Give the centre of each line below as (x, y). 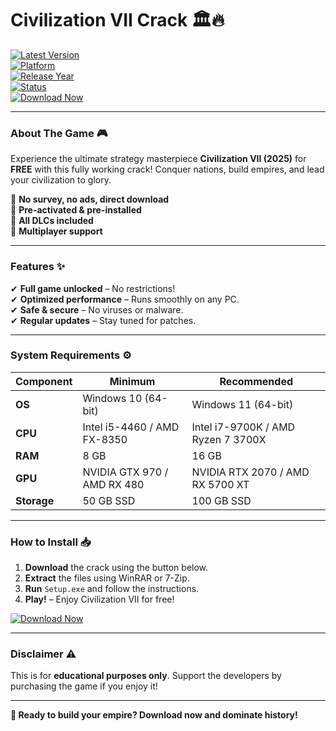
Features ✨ (38, 267)
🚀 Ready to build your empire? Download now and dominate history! (154, 715)
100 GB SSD (221, 500)
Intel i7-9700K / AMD (243, 427)
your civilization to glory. (61, 180)
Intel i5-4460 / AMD (131, 427)
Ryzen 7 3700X (229, 439)
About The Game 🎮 (59, 133)
